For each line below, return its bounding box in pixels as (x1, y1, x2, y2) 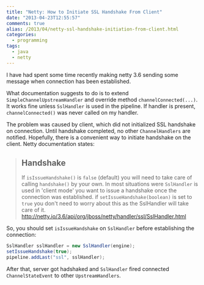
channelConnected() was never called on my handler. (6, 109, 139, 116)
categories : (6, 32, 37, 38)
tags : (6, 43, 20, 49)
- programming (12, 37, 48, 43)
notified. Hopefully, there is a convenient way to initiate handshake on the (6, 134, 191, 141)
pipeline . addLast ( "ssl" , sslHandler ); (6, 254, 105, 261)
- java (12, 49, 29, 55)
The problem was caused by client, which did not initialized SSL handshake (6, 120, 196, 128)
